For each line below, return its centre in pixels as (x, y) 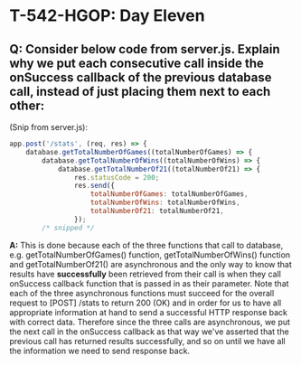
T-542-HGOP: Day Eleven (107, 16)
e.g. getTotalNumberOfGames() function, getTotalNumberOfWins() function (150, 255)
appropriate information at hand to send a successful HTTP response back (148, 312)
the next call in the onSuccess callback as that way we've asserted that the (149, 332)
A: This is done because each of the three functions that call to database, (146, 245)
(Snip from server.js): (49, 127)
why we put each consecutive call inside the (136, 63)
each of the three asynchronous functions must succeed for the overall (142, 293)
